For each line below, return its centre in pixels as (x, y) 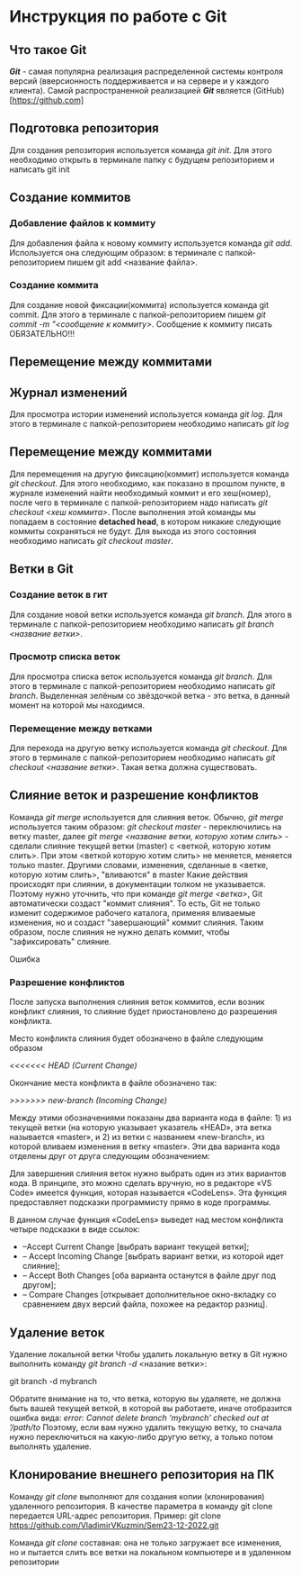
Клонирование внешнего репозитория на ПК (142, 1475)
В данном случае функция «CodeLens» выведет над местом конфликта (146, 1220)
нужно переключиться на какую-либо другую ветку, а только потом (142, 1437)
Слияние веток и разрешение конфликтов (134, 796)
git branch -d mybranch (53, 1381)
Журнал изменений (68, 392)
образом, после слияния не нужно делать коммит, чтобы (120, 932)
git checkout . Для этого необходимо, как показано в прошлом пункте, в (147, 483)
